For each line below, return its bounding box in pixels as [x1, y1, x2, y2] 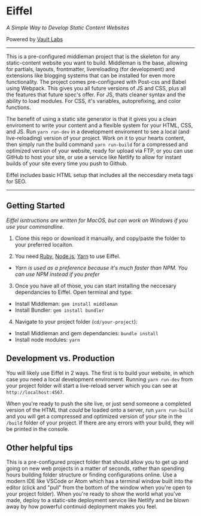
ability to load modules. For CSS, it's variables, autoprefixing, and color [6, 97, 181, 104]
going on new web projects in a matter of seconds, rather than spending [6, 465, 184, 472]
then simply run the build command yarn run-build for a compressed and [6, 141, 188, 148]
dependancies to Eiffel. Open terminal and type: [14, 289, 133, 296]
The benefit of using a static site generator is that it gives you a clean [6, 115, 177, 122]
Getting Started [6, 201, 65, 211]
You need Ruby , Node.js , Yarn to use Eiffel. [14, 253, 121, 260]
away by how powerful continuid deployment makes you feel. [6, 503, 157, 510]
